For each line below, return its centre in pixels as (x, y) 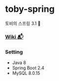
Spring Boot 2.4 (28, 68)
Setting (14, 52)
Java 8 (19, 63)
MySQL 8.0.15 (26, 73)
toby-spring (30, 9)
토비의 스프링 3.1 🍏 (23, 23)
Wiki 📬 (14, 37)
